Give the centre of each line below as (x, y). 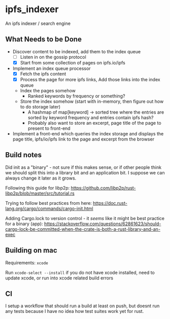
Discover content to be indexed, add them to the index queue (77, 51)
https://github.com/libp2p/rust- (103, 188)
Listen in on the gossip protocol (53, 57)
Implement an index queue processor (52, 68)
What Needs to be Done (44, 39)
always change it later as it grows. (41, 178)
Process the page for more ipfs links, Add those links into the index (90, 79)
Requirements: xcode (27, 263)
